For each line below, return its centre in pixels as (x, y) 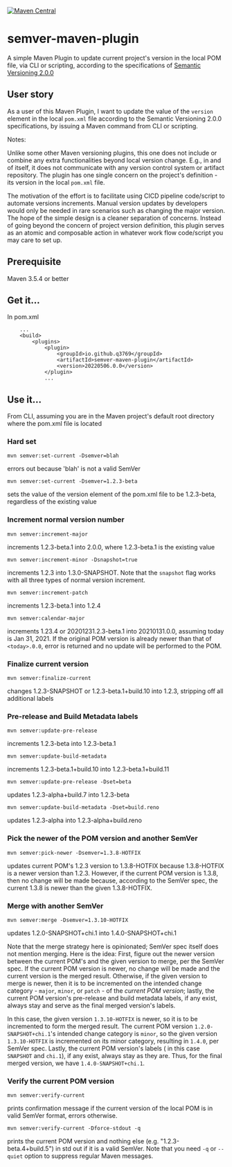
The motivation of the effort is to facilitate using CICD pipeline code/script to (116, 196)
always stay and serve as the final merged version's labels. (91, 1005)
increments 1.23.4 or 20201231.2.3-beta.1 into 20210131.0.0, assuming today (116, 631)
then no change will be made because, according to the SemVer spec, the (113, 880)
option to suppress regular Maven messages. (89, 1156)
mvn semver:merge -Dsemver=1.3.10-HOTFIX (68, 920)
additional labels (30, 699)
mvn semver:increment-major (48, 534)
